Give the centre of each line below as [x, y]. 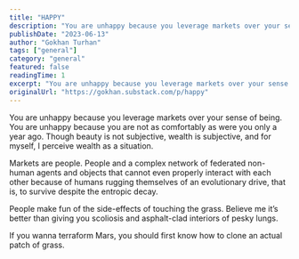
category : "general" [48, 59]
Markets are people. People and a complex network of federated [128, 163]
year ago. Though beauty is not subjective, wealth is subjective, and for [140, 136]
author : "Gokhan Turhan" [55, 42]
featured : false [39, 68]
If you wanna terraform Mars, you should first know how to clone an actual [146, 235]
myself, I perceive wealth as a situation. [81, 146]
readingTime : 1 [37, 76]
